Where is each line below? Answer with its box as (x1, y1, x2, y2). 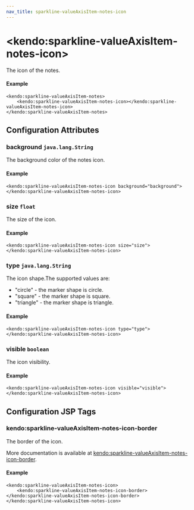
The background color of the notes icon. (6, 156, 105, 163)
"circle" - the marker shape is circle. (14, 287, 104, 294)
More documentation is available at (6, 449, 92, 457)
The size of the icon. (6, 215, 57, 223)
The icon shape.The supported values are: (6, 275, 110, 282)
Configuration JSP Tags (6, 407, 96, 417)
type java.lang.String (6, 262, 71, 270)
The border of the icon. (6, 437, 63, 445)
